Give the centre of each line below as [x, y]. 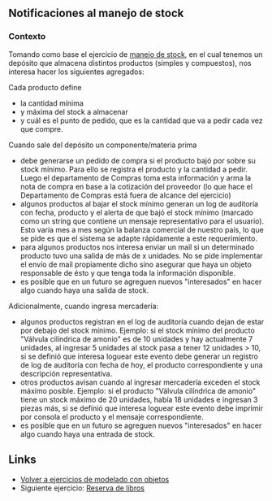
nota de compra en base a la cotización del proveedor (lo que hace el [136, 186]
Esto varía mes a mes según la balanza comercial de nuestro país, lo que [142, 229]
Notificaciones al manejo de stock [96, 13]
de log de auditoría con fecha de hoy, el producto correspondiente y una [141, 364]
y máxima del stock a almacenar [74, 111]
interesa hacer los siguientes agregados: [76, 72]
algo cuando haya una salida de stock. [84, 290]
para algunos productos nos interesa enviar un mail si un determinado [137, 246]
